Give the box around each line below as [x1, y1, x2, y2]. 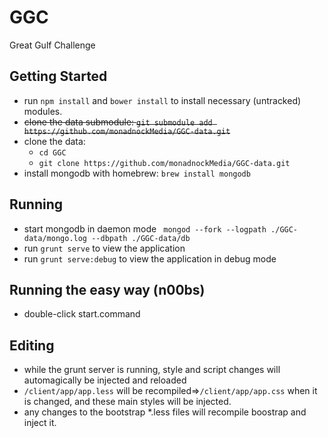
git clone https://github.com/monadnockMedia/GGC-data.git [38, 158, 291, 168]
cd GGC [38, 147, 67, 158]
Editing [9, 337, 55, 354]
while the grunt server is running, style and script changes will [23, 364, 281, 376]
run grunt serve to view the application [23, 242, 186, 254]
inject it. [23, 417, 57, 429]
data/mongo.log [23, 233, 88, 243]
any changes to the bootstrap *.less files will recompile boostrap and [23, 406, 307, 418]
